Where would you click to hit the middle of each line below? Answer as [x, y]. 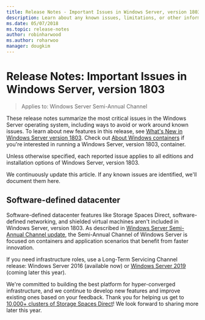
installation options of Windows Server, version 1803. [73, 162]
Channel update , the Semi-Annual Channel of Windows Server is [106, 234]
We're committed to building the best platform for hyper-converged [91, 284]
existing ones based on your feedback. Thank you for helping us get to [95, 297]
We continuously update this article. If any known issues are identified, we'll [102, 174]
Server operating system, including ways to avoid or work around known [98, 125]
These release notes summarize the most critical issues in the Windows [96, 118]
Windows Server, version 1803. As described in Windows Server [87, 228]
